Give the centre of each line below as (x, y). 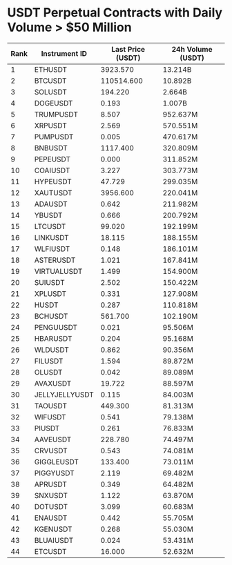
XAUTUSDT (53, 192)
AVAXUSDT (53, 383)
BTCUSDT (50, 81)
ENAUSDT (51, 517)
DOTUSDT (51, 506)
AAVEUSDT (53, 439)
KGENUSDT (53, 529)
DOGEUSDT (54, 103)
